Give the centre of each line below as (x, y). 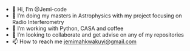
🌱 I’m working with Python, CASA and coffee (68, 28)
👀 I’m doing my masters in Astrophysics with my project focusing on (97, 16)
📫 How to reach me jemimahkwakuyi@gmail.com (74, 41)
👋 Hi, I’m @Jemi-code (39, 9)
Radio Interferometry (38, 22)
